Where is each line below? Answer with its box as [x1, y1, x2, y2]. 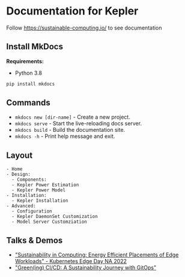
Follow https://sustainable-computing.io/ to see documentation [6, 24, 162, 31]
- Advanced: [6, 203, 36, 209]
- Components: [11, 176, 47, 183]
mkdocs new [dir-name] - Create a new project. [14, 113, 130, 121]
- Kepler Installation [11, 198, 68, 204]
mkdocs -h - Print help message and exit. [14, 132, 115, 140]
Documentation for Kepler [6, 4, 139, 18]
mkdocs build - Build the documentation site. [14, 126, 126, 134]
